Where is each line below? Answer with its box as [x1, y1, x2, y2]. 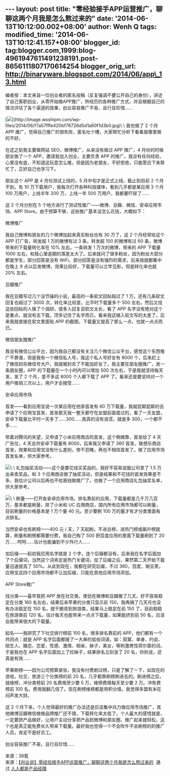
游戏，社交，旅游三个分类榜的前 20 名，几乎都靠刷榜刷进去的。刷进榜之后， [5, 673, 164, 679]
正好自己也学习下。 [18, 166, 59, 172]
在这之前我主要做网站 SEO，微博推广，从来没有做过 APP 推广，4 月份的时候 [5, 146, 164, 153]
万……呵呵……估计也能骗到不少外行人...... [5, 538, 91, 545]
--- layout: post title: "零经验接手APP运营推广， [5, 5, 156, 14]
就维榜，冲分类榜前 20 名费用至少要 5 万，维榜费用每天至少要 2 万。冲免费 [5, 679, 161, 685]
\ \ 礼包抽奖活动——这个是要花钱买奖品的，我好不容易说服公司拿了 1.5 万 [10, 464, 162, 471]
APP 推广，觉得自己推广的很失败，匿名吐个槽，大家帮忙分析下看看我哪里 [5, 129, 157, 135]
